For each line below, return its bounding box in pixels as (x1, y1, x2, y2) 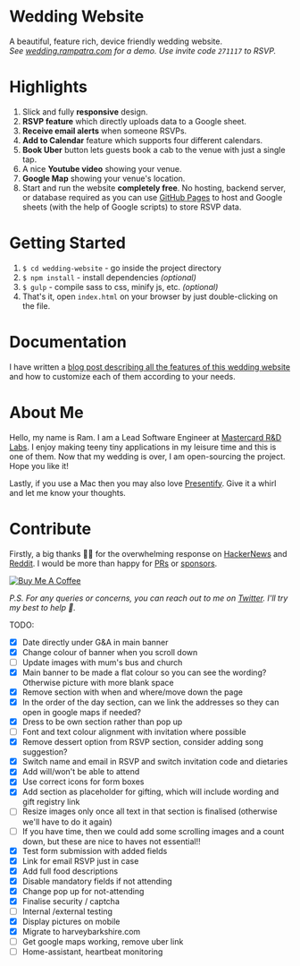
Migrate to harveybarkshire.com (21, 927, 141, 937)
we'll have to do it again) (21, 816, 113, 827)
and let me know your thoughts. (9, 487, 127, 498)
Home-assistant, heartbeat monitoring (21, 946, 163, 957)
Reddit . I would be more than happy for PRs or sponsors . (9, 558, 218, 568)
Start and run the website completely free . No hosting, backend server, (21, 182, 286, 193)
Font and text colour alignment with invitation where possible (21, 727, 247, 738)
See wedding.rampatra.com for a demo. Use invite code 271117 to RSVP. (9, 45, 277, 56)
